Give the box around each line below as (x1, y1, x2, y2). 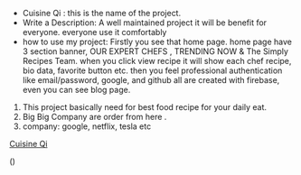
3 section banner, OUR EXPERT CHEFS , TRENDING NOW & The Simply (22, 46, 289, 57)
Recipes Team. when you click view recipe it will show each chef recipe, (22, 56, 292, 66)
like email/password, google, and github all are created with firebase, (22, 75, 280, 85)
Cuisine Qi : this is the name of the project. (22, 8, 182, 18)
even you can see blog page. (22, 85, 131, 95)
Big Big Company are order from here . (22, 112, 167, 122)
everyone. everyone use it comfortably (22, 27, 167, 37)
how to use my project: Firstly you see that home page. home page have (22, 36, 292, 47)
